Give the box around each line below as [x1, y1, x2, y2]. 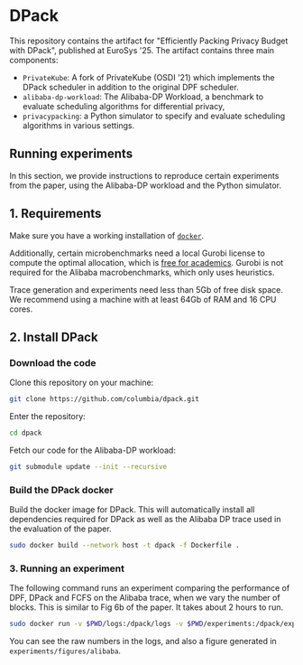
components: [9, 54, 59, 65]
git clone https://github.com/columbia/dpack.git [9, 395, 200, 404]
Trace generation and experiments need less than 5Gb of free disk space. [9, 284, 284, 295]
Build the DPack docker [9, 483, 115, 496]
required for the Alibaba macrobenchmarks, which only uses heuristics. [9, 267, 275, 277]
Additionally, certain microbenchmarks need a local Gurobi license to [9, 248, 266, 258]
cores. [9, 304, 33, 314]
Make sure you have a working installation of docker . [9, 229, 205, 240]
